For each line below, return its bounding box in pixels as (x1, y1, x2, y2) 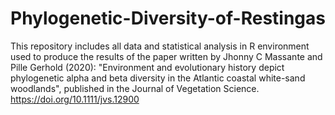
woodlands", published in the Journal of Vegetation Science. (10, 82, 260, 94)
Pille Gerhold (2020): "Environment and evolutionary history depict (10, 61, 285, 73)
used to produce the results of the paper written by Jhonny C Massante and (10, 50, 323, 62)
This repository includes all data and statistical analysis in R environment (10, 40, 310, 52)
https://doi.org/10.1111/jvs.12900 (10, 93, 140, 105)
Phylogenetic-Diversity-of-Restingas (10, 7, 326, 30)
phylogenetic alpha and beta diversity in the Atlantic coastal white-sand (10, 72, 306, 84)
